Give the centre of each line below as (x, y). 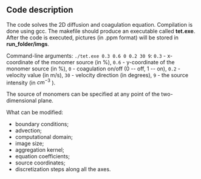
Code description (40, 10)
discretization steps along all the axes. (63, 169)
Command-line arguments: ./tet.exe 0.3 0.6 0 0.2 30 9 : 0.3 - (86, 56)
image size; (29, 144)
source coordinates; (40, 163)
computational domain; (44, 137)
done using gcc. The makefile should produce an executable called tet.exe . (101, 31)
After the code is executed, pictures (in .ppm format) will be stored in (93, 37)
